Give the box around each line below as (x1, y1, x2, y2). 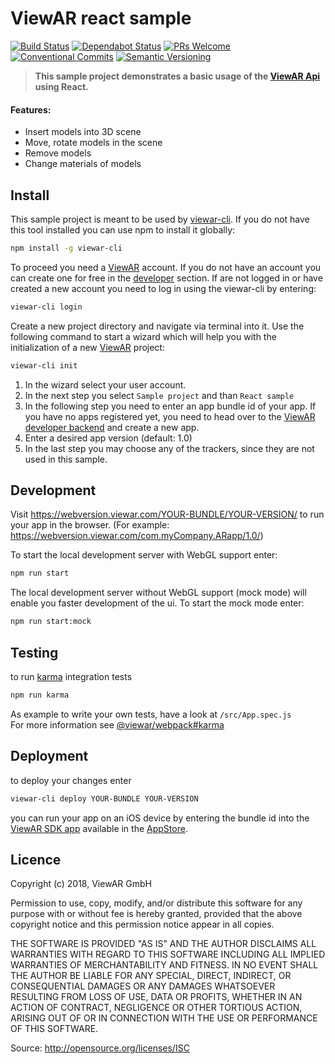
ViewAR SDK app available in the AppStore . (10, 822, 188, 834)
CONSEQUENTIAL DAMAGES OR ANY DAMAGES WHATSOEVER (10, 980, 276, 992)
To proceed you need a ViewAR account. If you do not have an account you (10, 261, 322, 273)
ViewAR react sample (10, 7, 192, 30)
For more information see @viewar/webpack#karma (10, 718, 225, 731)
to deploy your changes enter (10, 774, 132, 786)
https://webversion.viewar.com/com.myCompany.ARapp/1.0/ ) (10, 530, 264, 542)
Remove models (24, 147, 92, 159)
